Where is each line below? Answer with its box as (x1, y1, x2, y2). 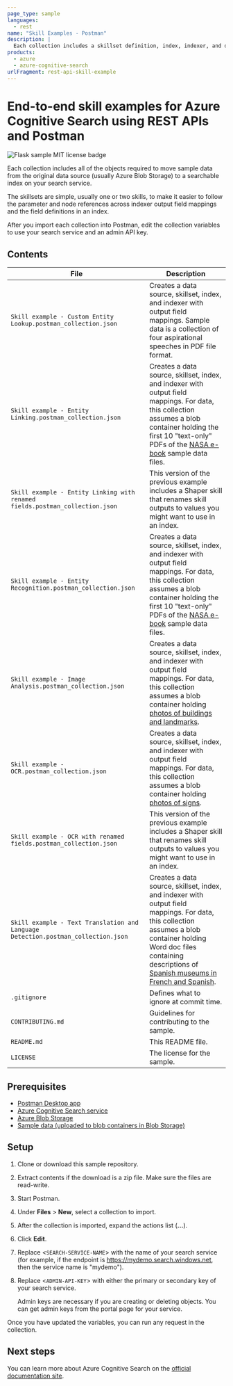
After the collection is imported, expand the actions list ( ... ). (17, 1221, 188, 1230)
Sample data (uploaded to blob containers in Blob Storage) (17, 1121, 185, 1130)
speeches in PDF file (148, 341, 216, 351)
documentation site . (7, 1371, 64, 1380)
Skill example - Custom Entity (10, 313, 114, 321)
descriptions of (148, 960, 199, 969)
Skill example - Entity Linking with (10, 488, 135, 497)
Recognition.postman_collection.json (10, 584, 135, 592)
